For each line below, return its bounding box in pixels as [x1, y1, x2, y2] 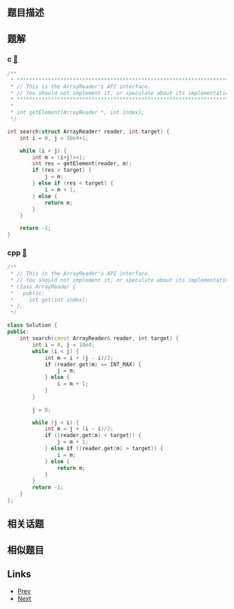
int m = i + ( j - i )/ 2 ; [44, 354, 114, 361]
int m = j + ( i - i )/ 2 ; [44, 425, 114, 433]
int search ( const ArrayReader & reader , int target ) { [19, 335, 179, 342]
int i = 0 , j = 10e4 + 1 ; [19, 134, 89, 141]
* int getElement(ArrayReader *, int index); [10, 109, 145, 116]
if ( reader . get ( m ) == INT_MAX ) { [44, 361, 141, 368]
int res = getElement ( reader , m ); [32, 160, 132, 167]
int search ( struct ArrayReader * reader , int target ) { [7, 128, 170, 135]
